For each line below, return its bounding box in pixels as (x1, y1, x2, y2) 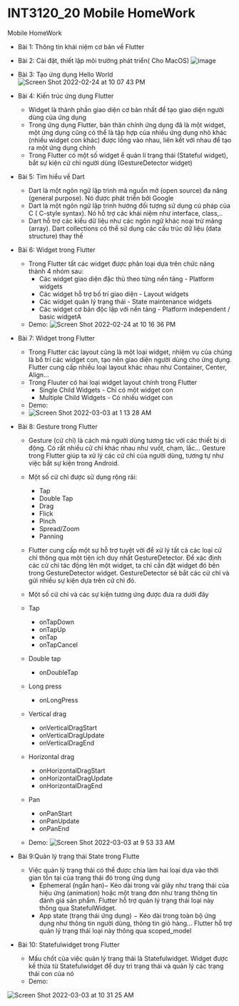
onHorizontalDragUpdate (39, 773, 113, 783)
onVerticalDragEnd (39, 738, 95, 747)
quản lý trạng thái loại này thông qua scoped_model (39, 926, 192, 935)
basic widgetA (39, 312, 82, 321)
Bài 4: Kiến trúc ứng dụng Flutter (17, 91, 114, 100)
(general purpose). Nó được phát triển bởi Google (28, 193, 174, 202)
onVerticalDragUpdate (39, 730, 105, 740)
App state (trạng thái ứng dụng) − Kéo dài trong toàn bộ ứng (39, 911, 216, 920)
